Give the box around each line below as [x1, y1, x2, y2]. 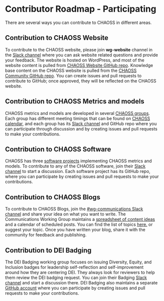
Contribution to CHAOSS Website [5, 34, 109, 42]
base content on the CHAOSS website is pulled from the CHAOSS [5, 67, 137, 73]
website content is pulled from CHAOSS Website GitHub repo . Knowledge [5, 62, 153, 68]
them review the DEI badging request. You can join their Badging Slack [5, 275, 147, 280]
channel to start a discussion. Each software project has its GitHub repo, [5, 169, 150, 174]
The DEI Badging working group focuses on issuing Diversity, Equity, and [5, 259, 152, 265]
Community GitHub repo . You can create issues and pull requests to [5, 72, 142, 79]
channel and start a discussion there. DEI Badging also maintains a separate [5, 280, 158, 285]
